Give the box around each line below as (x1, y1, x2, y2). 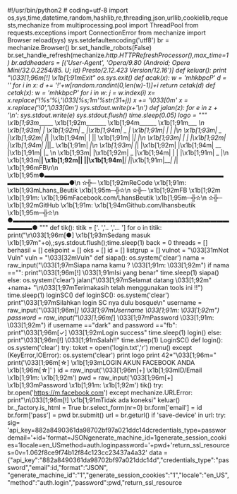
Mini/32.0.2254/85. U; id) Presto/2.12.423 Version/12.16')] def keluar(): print (7, 66, 227, 74)
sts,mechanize (7, 21, 50, 29)
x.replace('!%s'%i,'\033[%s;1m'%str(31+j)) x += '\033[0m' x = (7, 96, 188, 104)
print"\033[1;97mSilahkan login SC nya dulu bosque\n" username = (7, 299, 202, 306)
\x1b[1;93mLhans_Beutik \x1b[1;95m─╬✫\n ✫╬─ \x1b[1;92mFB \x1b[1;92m (7, 186, 221, 194)
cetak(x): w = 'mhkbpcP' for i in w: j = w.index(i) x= (7, 88, 156, 97)
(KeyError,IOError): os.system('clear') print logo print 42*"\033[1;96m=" (7, 351, 217, 359)
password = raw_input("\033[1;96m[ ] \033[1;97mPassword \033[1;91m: (7, 313, 214, 322)
